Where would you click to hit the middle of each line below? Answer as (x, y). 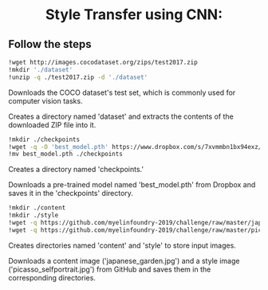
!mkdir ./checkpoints (44, 139)
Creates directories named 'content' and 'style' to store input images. (122, 245)
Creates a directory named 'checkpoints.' (76, 170)
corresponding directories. (52, 277)
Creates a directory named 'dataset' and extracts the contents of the (121, 116)
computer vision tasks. (45, 100)
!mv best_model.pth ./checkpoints (66, 154)
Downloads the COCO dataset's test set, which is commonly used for (122, 92)
